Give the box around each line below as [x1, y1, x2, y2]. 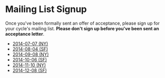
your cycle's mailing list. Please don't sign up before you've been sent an [5, 25, 159, 31]
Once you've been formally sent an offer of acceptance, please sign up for [5, 20, 160, 26]
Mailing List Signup [5, 4, 87, 15]
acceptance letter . [5, 31, 44, 37]
